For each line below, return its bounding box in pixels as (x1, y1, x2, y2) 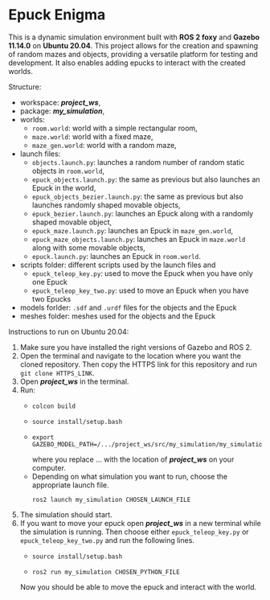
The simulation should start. (19, 509, 112, 520)
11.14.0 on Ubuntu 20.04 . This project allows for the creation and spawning (8, 40, 259, 50)
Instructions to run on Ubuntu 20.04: (8, 327, 129, 336)
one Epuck (31, 277, 68, 286)
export (31, 433, 55, 442)
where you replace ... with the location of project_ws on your (31, 454, 235, 464)
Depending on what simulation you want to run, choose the (31, 471, 227, 481)
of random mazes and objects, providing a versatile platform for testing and (8, 49, 259, 59)
